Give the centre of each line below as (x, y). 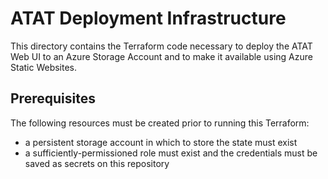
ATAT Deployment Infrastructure (148, 18)
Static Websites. (44, 67)
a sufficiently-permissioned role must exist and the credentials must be (171, 153)
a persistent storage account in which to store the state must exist (161, 142)
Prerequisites (53, 98)
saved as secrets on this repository (97, 163)
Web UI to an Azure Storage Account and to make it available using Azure (161, 56)
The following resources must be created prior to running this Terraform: (160, 123)
